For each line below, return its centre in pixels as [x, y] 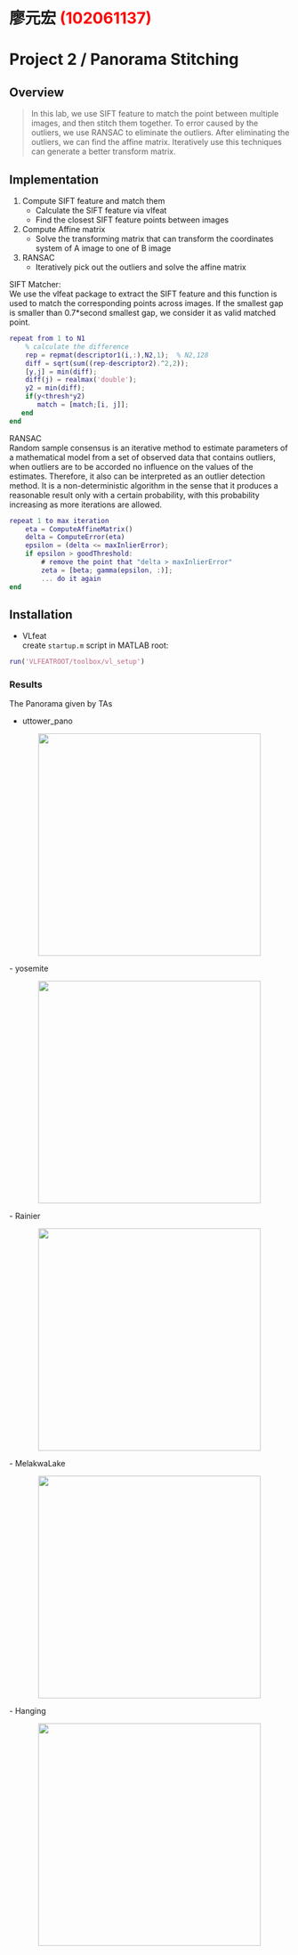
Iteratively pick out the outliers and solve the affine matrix [141, 267]
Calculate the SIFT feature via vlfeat [101, 210]
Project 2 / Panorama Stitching [124, 60]
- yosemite [29, 969]
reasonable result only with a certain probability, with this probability [134, 495]
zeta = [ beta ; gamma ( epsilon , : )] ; [107, 570]
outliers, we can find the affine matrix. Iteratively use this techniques [156, 142]
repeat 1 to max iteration [59, 521]
